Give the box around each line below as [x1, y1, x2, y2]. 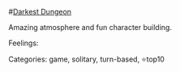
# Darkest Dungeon [8, 7, 71, 16]
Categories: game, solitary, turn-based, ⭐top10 [8, 54, 165, 64]
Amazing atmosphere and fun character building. [8, 23, 173, 32]
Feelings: [8, 38, 39, 48]
